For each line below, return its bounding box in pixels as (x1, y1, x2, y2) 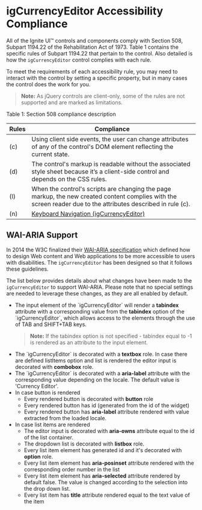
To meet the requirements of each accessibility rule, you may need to (6, 68, 178, 75)
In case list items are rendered (14, 421, 90, 428)
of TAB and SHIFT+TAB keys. (14, 321, 87, 328)
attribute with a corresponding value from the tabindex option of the (14, 307, 185, 315)
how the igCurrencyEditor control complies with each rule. (6, 56, 151, 63)
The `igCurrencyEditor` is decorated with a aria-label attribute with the (14, 370, 191, 377)
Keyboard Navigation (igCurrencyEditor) (31, 209, 145, 218)
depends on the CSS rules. (31, 175, 107, 183)
